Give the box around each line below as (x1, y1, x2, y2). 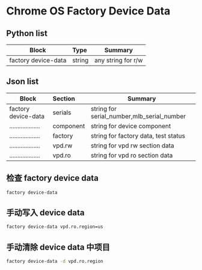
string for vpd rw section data (91, 141, 174, 150)
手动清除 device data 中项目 (6, 242, 110, 252)
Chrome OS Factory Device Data (6, 4, 171, 18)
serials (52, 108, 72, 117)
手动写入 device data (6, 207, 85, 218)
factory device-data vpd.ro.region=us (6, 224, 103, 230)
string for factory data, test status (91, 131, 185, 140)
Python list (6, 28, 48, 38)
